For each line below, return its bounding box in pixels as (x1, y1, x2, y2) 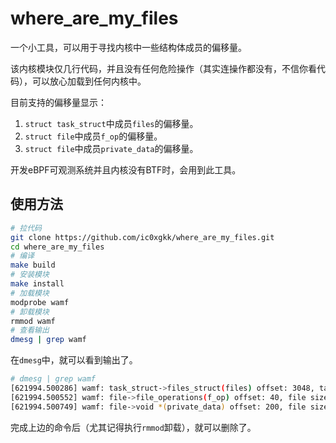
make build (10, 260, 56, 271)
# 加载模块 (10, 288, 50, 298)
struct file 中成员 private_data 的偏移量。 (24, 142, 199, 154)
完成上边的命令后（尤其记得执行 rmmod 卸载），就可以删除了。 (10, 421, 257, 433)
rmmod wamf (10, 316, 56, 326)
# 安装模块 (10, 270, 50, 280)
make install (10, 279, 65, 289)
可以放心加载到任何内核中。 (31, 75, 147, 87)
